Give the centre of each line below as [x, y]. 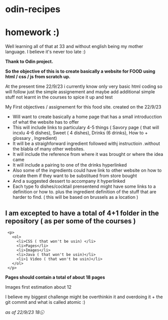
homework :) [32, 33]
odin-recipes [33, 9]
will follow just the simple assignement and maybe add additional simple [80, 92]
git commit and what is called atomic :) [45, 302]
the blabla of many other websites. [48, 149]
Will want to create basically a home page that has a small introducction [87, 117]
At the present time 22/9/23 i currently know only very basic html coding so [84, 86]
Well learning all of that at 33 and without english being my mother [74, 46]
